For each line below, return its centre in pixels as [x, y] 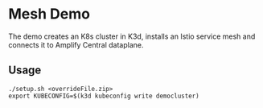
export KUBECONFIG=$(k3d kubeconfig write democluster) [104, 96]
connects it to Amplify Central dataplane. [76, 44]
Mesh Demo [49, 14]
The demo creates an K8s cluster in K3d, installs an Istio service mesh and [132, 36]
